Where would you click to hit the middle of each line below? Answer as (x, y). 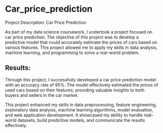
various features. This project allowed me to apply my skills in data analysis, (81, 47)
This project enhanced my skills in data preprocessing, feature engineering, (81, 104)
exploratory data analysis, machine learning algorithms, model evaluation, (79, 110)
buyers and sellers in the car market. (42, 95)
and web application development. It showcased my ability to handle (74, 115)
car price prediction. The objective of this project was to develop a (72, 37)
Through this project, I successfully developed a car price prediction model (81, 79)
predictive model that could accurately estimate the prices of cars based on (81, 42)
